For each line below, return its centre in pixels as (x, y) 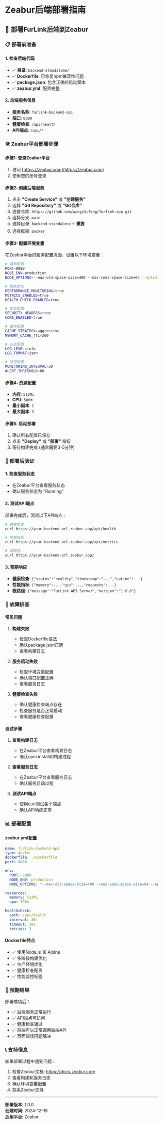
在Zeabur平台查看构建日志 (46, 750)
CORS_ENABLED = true (24, 318)
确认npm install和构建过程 (45, 757)
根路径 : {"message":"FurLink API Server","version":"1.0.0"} (74, 591)
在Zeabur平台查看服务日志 (46, 777)
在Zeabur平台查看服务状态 (38, 485)
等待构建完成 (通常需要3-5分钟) (43, 447)
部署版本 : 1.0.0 (19, 1105)
